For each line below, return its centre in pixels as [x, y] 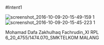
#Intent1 [14, 7]
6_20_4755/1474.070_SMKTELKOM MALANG [52, 38]
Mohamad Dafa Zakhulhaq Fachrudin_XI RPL [52, 32]
